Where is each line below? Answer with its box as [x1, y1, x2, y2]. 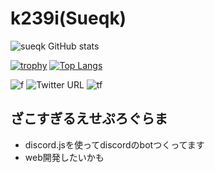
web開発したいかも [24, 151, 105, 163]
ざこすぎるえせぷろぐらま [10, 110, 168, 127]
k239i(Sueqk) [10, 7, 127, 30]
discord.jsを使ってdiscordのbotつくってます [24, 138, 205, 151]
